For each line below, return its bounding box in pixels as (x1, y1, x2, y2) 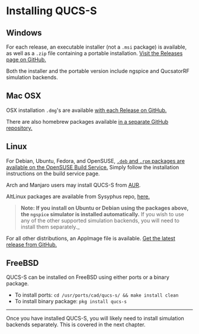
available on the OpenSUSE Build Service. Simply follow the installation (6, 163, 179, 171)
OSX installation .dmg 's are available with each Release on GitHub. (6, 107, 167, 114)
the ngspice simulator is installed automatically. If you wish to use (20, 210, 185, 217)
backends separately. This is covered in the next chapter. (6, 321, 146, 328)
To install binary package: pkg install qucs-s (14, 298, 127, 305)
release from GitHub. (6, 241, 57, 248)
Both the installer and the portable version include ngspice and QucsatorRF (6, 68, 190, 75)
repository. (6, 124, 33, 131)
